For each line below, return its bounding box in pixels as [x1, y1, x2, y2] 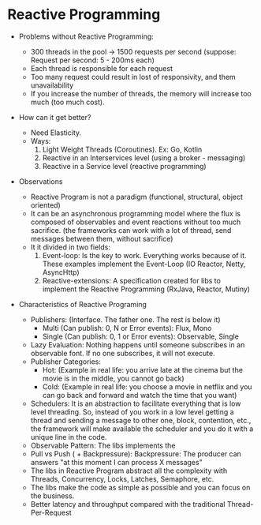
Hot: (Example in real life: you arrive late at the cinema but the [42, 365, 244, 374]
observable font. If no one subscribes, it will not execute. [30, 348, 215, 358]
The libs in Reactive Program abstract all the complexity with [30, 466, 228, 475]
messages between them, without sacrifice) [30, 234, 173, 243]
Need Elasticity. [30, 128, 82, 137]
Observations [18, 176, 63, 186]
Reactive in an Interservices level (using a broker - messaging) [42, 152, 246, 163]
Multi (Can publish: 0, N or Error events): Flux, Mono [42, 323, 212, 332]
